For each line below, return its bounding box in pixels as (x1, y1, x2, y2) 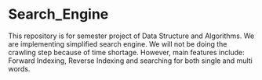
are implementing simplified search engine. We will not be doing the (8, 39, 227, 48)
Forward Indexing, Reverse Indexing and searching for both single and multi (8, 56, 253, 65)
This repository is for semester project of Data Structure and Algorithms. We (8, 31, 255, 40)
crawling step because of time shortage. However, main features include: (8, 47, 245, 57)
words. (8, 64, 31, 73)
